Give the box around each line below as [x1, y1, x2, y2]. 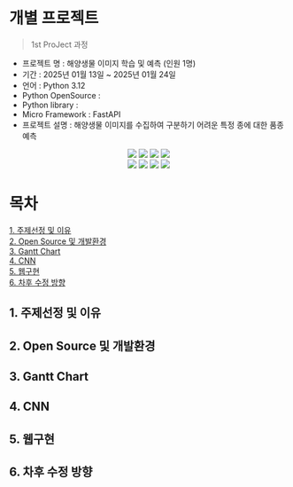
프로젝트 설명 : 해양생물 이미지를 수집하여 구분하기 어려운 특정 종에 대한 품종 [21, 119, 285, 130]
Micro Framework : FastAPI [21, 108, 121, 120]
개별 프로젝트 [9, 8, 99, 28]
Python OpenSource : [21, 90, 101, 100]
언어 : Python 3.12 [21, 80, 86, 90]
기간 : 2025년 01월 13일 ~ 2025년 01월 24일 [21, 68, 176, 80]
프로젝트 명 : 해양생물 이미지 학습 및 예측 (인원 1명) [21, 58, 197, 68]
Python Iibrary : [21, 99, 79, 110]
